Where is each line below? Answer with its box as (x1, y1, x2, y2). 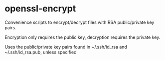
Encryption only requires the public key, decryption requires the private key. (4, 34, 161, 40)
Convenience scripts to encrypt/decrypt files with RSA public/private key (4, 19, 155, 25)
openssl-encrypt (4, 3, 76, 14)
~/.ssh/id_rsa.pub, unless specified (4, 49, 77, 55)
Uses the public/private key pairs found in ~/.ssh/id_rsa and (4, 44, 128, 50)
